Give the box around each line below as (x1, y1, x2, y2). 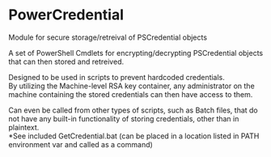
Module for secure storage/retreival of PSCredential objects (8, 32, 208, 42)
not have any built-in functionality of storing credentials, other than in (8, 113, 239, 123)
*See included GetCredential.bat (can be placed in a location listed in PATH (8, 131, 260, 141)
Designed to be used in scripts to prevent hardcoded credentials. (8, 72, 225, 82)
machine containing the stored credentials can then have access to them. (8, 89, 253, 99)
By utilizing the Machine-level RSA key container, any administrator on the (8, 81, 255, 91)
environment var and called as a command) (8, 139, 154, 149)
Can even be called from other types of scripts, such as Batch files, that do (8, 105, 259, 115)
